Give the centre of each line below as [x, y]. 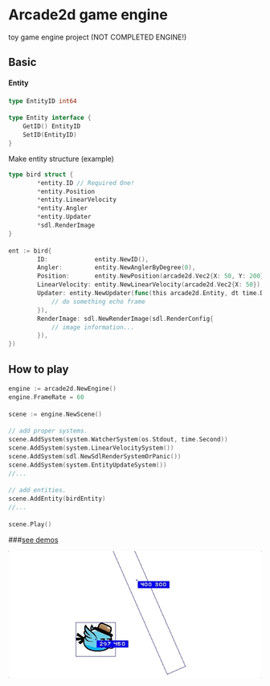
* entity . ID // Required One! [86, 183]
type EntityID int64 [43, 101]
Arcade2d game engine [88, 15]
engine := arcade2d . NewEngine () [62, 388]
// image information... [93, 327]
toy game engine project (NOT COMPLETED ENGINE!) [98, 37]
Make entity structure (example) [61, 158]
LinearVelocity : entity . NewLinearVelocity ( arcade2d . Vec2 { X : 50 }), [151, 285]
